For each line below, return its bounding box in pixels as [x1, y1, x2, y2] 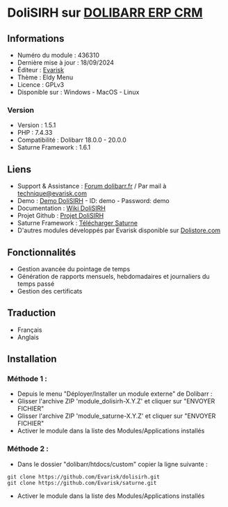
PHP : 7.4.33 [17, 129, 53, 137]
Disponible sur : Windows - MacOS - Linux [17, 88, 140, 96]
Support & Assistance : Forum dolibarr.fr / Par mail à [17, 182, 167, 191]
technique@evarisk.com [17, 189, 87, 198]
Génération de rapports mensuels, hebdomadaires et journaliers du [17, 272, 210, 280]
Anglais [17, 332, 40, 341]
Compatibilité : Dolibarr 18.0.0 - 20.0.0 [17, 136, 127, 144]
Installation [7, 353, 57, 365]
